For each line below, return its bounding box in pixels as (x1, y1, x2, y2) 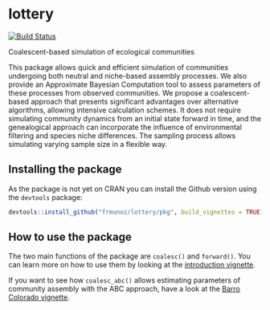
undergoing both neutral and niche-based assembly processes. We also (8, 71, 247, 80)
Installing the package (8, 162, 122, 177)
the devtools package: (8, 192, 83, 202)
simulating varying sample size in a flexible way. (8, 139, 167, 149)
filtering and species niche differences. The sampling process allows (8, 130, 236, 141)
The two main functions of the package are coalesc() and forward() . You (8, 251, 251, 261)
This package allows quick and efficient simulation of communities (8, 62, 229, 72)
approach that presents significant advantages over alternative (31, 96, 239, 106)
